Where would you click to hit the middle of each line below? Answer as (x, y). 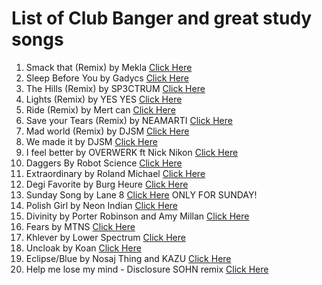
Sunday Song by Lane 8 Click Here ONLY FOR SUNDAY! (141, 194)
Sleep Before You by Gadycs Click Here (107, 78)
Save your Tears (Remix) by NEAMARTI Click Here (129, 120)
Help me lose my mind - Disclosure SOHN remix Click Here (147, 269)
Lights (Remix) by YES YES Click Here (104, 99)
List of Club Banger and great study (162, 18)
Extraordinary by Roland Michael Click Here (115, 173)
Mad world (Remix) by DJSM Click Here (107, 131)
